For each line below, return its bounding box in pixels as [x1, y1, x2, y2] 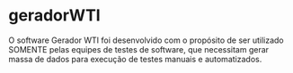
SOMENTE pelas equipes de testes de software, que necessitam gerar [8, 44, 270, 54]
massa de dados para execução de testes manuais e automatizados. [8, 53, 262, 64]
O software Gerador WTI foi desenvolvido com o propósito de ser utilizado [8, 35, 284, 45]
